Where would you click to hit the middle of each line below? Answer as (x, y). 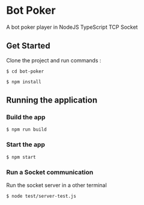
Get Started (28, 46)
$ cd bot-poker (25, 71)
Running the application (52, 100)
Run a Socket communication (50, 172)
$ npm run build (26, 129)
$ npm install (24, 82)
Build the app (26, 117)
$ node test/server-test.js (41, 196)
